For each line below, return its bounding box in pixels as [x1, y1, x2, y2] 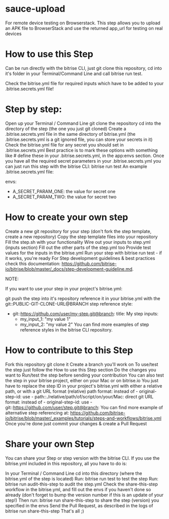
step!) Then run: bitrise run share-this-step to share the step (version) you [5, 497, 159, 503]
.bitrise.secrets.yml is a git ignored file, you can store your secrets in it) [5, 136, 153, 142]
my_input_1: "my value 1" [20, 316, 71, 322]
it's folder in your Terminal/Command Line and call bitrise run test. [5, 70, 143, 77]
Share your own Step [5, 438, 95, 450]
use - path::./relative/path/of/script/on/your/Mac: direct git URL [22, 393, 154, 399]
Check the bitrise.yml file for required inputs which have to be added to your [5, 80, 164, 86]
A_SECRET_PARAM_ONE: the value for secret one [12, 188, 116, 194]
